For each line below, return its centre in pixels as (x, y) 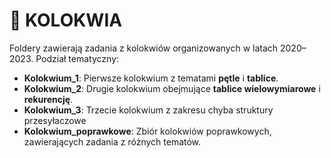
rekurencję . (48, 99)
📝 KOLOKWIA (66, 20)
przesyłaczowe (55, 120)
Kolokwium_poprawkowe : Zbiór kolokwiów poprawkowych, (147, 131)
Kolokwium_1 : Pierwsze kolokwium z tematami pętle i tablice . (151, 78)
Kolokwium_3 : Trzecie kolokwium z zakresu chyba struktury (148, 110)
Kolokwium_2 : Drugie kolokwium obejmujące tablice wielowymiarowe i (172, 88)
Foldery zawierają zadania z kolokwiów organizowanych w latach (144, 48)
